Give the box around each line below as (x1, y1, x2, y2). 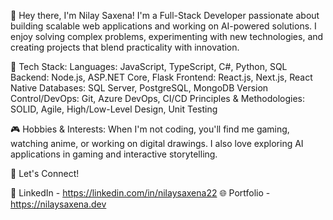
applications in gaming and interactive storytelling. (10, 148, 218, 160)
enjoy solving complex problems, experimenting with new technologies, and (10, 31, 324, 42)
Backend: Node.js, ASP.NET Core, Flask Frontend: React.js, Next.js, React (10, 71, 313, 83)
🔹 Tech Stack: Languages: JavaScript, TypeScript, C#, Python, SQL (10, 61, 288, 72)
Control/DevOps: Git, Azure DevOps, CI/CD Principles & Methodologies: (10, 93, 306, 104)
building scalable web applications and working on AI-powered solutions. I (10, 20, 317, 32)
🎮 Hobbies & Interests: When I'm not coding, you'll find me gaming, (10, 123, 290, 135)
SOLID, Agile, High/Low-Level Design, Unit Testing (10, 103, 218, 115)
